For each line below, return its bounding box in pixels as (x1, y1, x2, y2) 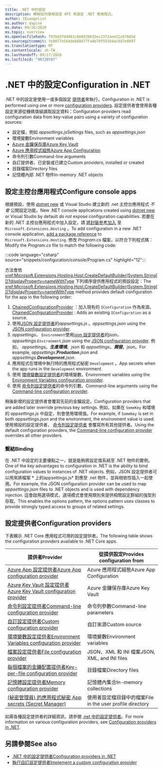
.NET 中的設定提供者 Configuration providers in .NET (12, 753, 116, 759)
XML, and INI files (87, 655, 128, 662)
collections (87, 685, 113, 692)
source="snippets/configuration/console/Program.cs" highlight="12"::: (5, 257, 146, 263)
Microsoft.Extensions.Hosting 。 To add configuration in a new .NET (5, 226, 142, 231)
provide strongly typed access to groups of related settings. (5, 504, 125, 510)
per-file (7, 670, 26, 677)
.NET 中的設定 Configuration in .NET (5, 79, 150, 91)
